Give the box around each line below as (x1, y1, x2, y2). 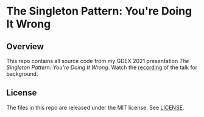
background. (6, 70, 38, 77)
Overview (6, 41, 44, 52)
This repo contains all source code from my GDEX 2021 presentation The (6, 58, 189, 64)
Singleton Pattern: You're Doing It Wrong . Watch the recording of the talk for (6, 64, 198, 71)
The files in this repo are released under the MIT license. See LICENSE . (6, 104, 185, 111)
